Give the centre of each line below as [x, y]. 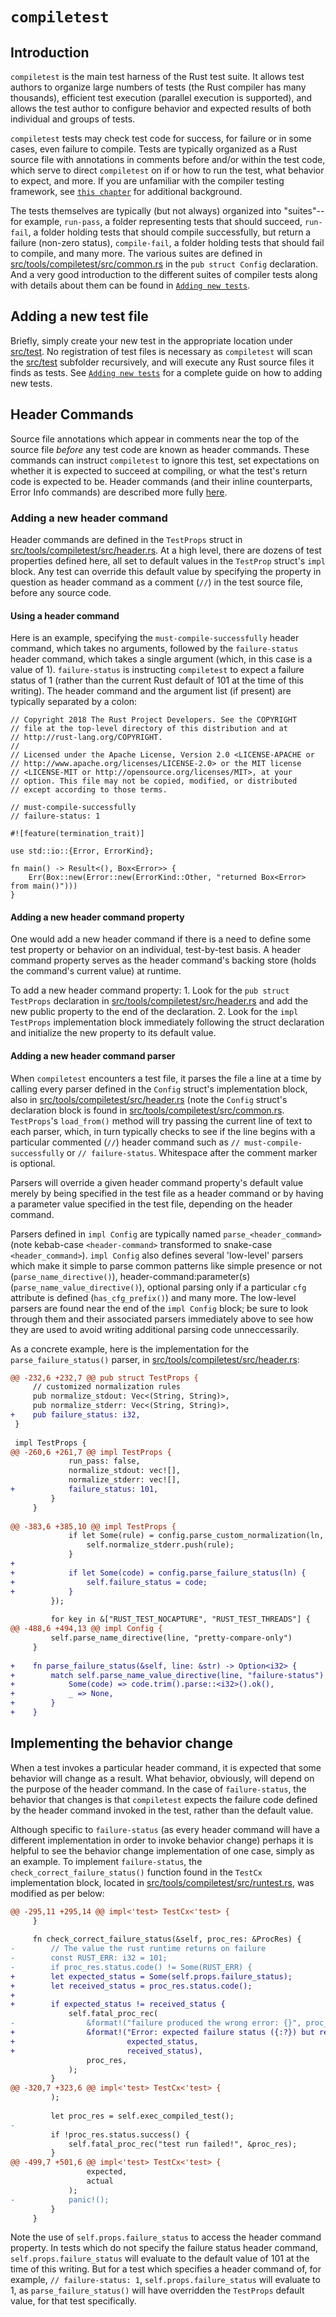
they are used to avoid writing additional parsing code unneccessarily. [155, 1329]
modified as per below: [57, 1893]
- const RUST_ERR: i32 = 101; [89, 1958]
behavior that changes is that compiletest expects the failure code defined [164, 1799]
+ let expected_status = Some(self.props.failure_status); [151, 1976]
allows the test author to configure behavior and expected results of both [161, 108]
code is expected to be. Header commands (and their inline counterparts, [161, 481]
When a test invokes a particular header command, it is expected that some [166, 1767]
